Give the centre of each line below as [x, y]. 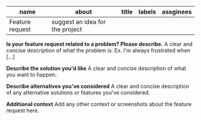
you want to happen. [31, 75]
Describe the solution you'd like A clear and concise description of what [96, 68]
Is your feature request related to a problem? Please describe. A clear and [99, 44]
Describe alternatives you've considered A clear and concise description [98, 86]
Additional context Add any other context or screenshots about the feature [99, 104]
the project [67, 29]
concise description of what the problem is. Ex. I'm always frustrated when [98, 50]
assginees [177, 12]
